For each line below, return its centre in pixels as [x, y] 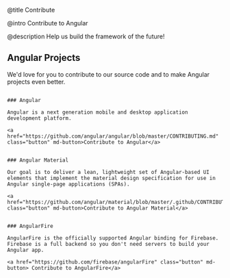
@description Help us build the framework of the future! [86, 36]
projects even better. [36, 81]
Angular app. [26, 250]
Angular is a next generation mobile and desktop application [98, 112]
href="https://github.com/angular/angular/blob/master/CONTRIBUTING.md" [113, 136]
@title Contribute [31, 10]
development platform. [39, 118]
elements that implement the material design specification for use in [111, 178]
